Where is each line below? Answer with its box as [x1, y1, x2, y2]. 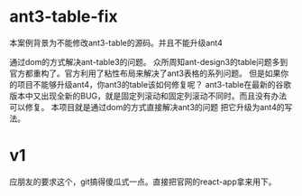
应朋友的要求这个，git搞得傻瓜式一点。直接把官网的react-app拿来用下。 [9, 176, 277, 187]
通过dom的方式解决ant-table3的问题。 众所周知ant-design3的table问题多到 [9, 56, 288, 67]
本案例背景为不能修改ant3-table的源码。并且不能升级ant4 [9, 37, 223, 48]
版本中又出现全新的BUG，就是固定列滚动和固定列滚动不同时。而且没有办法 [9, 90, 288, 101]
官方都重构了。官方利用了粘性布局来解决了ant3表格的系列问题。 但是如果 [9, 68, 281, 79]
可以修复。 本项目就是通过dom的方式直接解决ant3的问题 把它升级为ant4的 [9, 101, 286, 112]
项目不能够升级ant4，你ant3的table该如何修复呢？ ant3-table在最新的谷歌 [16, 79, 291, 89]
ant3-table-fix [9, 6, 118, 27]
